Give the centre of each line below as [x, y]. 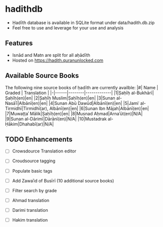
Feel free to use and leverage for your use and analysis [68, 27]
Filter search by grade [35, 190]
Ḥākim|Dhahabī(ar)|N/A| [29, 124]
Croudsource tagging [34, 161]
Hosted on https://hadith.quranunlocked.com [58, 60]
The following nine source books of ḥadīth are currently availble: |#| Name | [82, 87]
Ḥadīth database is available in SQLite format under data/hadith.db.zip [83, 23]
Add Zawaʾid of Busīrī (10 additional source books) [63, 180]
